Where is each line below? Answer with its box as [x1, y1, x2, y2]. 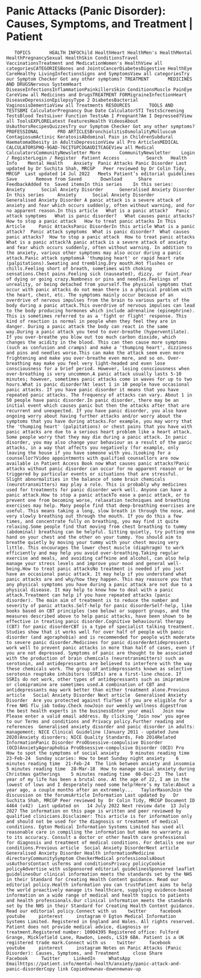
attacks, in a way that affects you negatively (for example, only [6, 444, 179, 451]
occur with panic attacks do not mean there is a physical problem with [6, 286, 193, 292]
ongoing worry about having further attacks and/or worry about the [6, 413, 182, 419]
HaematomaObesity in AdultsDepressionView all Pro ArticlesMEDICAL [6, 139, 179, 145]
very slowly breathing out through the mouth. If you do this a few [6, 513, 182, 519]
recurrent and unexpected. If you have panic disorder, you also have [6, 407, 187, 413]
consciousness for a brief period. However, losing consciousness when [6, 365, 190, 371]
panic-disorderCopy [6, 966, 55, 972]
